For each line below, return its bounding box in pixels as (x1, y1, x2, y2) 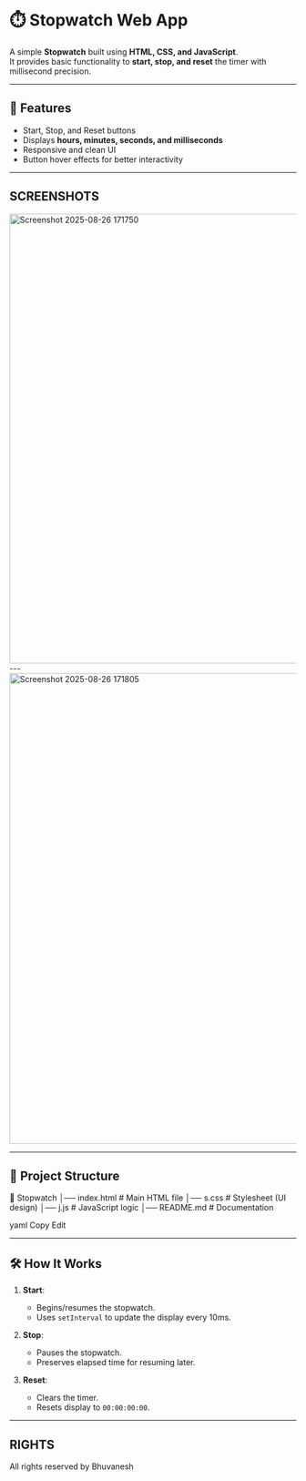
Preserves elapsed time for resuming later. (36, 1357, 196, 1368)
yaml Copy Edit (9, 1220, 66, 1231)
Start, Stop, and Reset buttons (22, 125, 137, 136)
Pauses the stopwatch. (36, 1347, 123, 1358)
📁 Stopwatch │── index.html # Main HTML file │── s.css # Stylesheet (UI (9, 1192, 287, 1203)
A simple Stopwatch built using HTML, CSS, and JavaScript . (9, 46, 239, 57)
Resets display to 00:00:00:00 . (36, 1402, 150, 1413)
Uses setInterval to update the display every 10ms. (36, 1312, 232, 1323)
